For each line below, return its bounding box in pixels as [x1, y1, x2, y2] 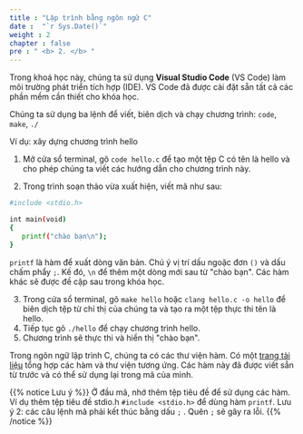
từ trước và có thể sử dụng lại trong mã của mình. [9, 369, 193, 380]
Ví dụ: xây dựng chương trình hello [9, 136, 139, 147]
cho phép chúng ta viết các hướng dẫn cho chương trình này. [22, 163, 251, 174]
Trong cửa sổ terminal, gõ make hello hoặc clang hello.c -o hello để [22, 293, 286, 304]
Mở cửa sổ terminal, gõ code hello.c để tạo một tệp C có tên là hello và [22, 153, 290, 164]
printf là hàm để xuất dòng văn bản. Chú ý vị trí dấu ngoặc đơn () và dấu [9, 256, 286, 268]
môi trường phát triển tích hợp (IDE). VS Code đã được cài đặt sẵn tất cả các [9, 82, 293, 93]
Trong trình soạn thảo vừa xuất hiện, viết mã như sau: [22, 181, 222, 192]
